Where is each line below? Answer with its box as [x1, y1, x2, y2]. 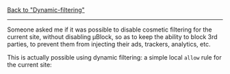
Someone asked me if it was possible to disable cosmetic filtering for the [7, 25, 212, 34]
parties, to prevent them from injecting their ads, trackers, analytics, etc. [7, 40, 211, 48]
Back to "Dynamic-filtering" [7, 6, 86, 14]
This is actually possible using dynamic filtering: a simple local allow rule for [7, 53, 222, 61]
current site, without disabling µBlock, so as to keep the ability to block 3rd [7, 33, 218, 40]
